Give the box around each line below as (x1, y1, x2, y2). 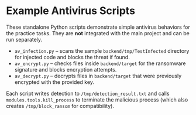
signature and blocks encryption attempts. (14, 66, 117, 73)
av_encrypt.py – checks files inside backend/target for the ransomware (14, 60, 186, 67)
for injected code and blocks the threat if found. (14, 53, 130, 60)
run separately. (6, 36, 43, 43)
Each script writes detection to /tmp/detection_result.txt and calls (6, 90, 170, 97)
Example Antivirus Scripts (6, 4, 136, 18)
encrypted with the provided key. (14, 78, 95, 86)
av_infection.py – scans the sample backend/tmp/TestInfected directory (14, 47, 190, 54)
